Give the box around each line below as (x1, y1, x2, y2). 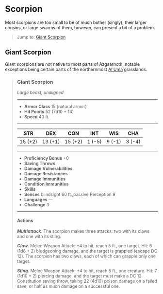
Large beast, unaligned (16, 90, 64, 95)
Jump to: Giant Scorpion (16, 34, 66, 40)
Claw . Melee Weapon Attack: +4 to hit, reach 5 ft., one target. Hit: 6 (16, 243, 152, 249)
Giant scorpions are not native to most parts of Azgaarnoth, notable (5, 61, 140, 67)
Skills (24, 186, 36, 192)
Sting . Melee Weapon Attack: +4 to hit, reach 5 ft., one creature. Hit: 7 (16, 268, 157, 274)
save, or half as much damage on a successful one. (16, 283, 120, 289)
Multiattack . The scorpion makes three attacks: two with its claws (16, 228, 150, 234)
